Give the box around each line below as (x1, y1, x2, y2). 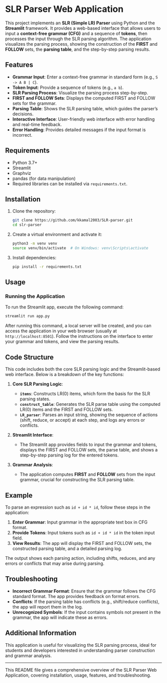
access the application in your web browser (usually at (5, 328, 117, 334)
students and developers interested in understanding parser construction (5, 647, 155, 653)
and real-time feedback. (12, 121, 62, 127)
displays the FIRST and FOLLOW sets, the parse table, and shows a (19, 447, 158, 453)
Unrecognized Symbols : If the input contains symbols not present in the (12, 609, 161, 615)
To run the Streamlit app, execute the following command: (5, 304, 124, 310)
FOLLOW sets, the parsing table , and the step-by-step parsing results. (5, 46, 151, 52)
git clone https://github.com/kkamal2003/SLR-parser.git (12, 218, 133, 223)
